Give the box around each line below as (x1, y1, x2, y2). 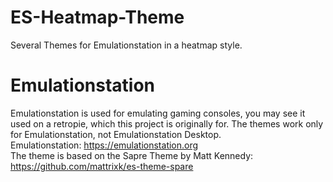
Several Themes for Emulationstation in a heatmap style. (10, 39, 243, 51)
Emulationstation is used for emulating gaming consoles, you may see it (10, 107, 306, 119)
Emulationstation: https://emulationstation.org (10, 139, 199, 151)
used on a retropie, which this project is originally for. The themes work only (10, 117, 324, 130)
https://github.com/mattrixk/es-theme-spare (10, 160, 194, 172)
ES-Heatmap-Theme (10, 6, 185, 29)
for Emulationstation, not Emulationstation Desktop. (10, 128, 222, 140)
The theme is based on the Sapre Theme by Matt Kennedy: (10, 149, 254, 161)
